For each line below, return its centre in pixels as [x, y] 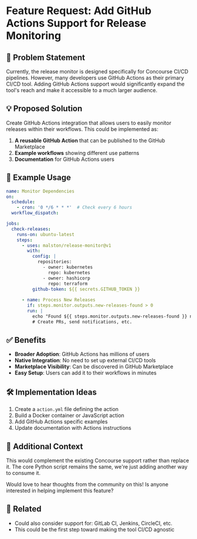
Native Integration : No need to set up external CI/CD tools [85, 361]
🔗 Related [24, 509]
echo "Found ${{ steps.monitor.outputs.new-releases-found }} [110, 316]
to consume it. [23, 473]
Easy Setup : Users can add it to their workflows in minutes [86, 373]
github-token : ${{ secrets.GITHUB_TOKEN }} [86, 289]
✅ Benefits [26, 340]
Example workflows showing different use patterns [77, 153]
